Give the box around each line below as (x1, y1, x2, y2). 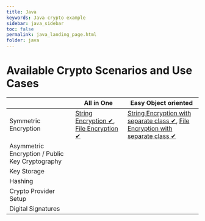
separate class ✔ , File (127, 117, 190, 125)
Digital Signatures (9, 204, 60, 212)
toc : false (6, 26, 34, 32)
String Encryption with (127, 109, 192, 117)
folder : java (6, 37, 40, 43)
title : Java (6, 9, 37, 15)
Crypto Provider (9, 187, 55, 195)
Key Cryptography (9, 157, 62, 165)
